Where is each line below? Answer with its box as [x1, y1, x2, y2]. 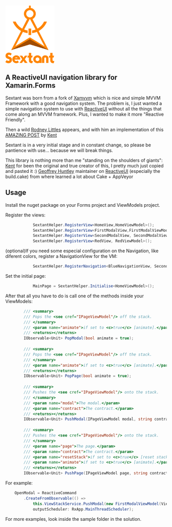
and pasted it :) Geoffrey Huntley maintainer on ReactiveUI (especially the [5, 168, 160, 174]
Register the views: [5, 212, 46, 218]
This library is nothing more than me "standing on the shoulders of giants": [5, 157, 163, 163]
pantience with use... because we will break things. [5, 147, 114, 153]
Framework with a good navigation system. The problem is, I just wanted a [5, 100, 162, 106]
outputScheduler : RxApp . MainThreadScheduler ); [32, 507, 134, 512]
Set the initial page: [5, 273, 46, 279]
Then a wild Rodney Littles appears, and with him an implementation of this [5, 126, 164, 133]
